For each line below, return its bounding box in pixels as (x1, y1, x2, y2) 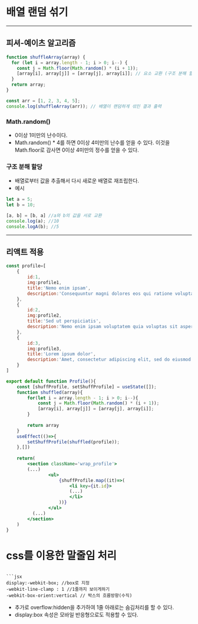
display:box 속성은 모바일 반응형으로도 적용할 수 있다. (14, 611, 138, 619)
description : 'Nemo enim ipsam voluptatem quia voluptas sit (27, 324, 178, 330)
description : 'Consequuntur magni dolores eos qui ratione (27, 291, 173, 297)
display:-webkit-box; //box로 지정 (6, 580, 90, 586)
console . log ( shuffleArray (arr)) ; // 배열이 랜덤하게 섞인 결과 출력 (6, 103, 162, 110)
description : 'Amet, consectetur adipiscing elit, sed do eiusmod (27, 356, 192, 363)
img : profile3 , (27, 346, 62, 352)
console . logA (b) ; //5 (6, 223, 60, 230)
